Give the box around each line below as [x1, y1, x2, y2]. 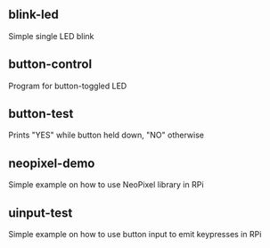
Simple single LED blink [8, 30, 94, 41]
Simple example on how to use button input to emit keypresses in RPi [8, 229, 262, 240]
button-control [8, 57, 93, 72]
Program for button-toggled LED [8, 80, 127, 91]
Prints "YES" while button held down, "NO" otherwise [8, 129, 204, 141]
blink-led [8, 7, 59, 22]
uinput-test [8, 205, 73, 220]
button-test [8, 106, 74, 121]
